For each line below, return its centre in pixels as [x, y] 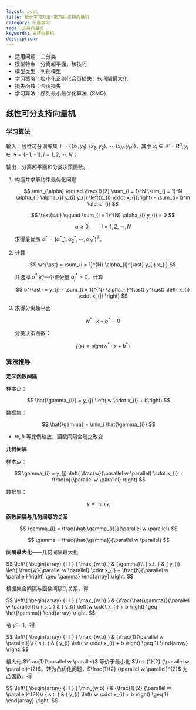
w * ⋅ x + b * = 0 [103, 320]
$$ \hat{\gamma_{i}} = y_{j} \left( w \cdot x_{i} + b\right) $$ [99, 400]
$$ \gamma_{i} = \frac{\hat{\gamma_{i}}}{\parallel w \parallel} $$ [99, 529]
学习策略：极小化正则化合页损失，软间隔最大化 [71, 78]
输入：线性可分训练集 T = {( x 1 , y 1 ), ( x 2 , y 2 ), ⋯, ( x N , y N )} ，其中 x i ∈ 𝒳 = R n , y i [97, 146]
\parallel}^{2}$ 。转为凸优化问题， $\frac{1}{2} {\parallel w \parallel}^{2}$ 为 [97, 669]
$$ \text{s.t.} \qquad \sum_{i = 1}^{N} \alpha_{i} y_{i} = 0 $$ [103, 215]
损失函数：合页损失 [38, 86]
